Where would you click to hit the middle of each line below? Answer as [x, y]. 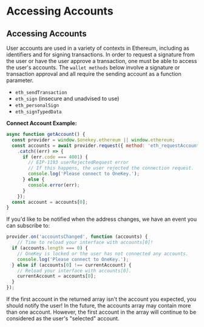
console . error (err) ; [54, 185]
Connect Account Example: [42, 123]
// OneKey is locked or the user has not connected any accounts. [103, 254]
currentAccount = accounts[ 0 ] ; [57, 276]
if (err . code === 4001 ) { [55, 157]
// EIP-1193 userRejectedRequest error [79, 163]
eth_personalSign [37, 106]
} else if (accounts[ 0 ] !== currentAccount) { [72, 265]
